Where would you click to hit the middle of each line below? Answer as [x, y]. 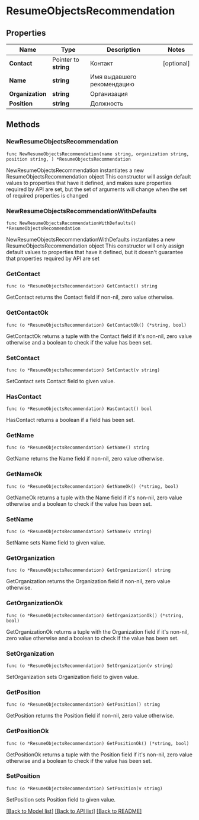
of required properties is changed [47, 195]
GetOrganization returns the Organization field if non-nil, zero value [88, 581]
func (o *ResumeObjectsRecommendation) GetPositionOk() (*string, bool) [98, 743]
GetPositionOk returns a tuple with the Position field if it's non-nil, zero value [99, 755]
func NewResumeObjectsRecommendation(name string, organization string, [98, 154]
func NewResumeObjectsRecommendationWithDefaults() [71, 223]
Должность [107, 104]
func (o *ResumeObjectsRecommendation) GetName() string [78, 447]
